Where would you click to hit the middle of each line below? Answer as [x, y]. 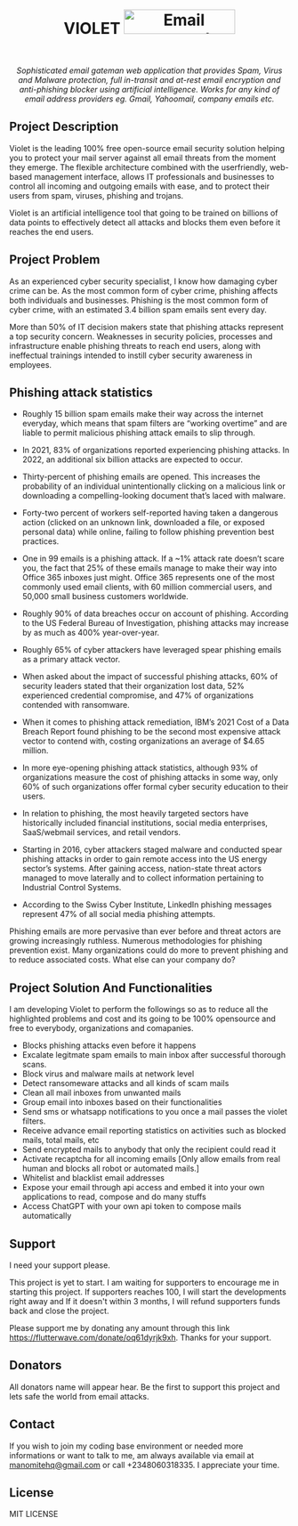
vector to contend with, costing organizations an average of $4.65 [143, 741]
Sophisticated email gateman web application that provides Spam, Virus [149, 70]
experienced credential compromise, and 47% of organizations [138, 695]
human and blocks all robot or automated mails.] [111, 1169]
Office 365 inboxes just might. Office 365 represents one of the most [149, 578]
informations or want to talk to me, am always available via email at [132, 1455]
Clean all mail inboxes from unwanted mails [101, 1093]
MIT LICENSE [34, 1514]
